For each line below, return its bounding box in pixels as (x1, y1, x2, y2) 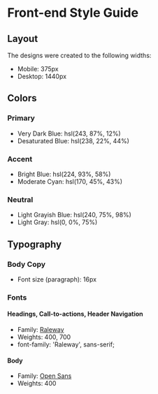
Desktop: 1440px (17, 72, 67, 80)
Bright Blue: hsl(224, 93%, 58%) (17, 170, 111, 178)
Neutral (7, 194, 34, 204)
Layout (7, 33, 38, 45)
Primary (7, 113, 35, 123)
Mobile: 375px (17, 65, 59, 73)
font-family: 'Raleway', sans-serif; (17, 340, 115, 349)
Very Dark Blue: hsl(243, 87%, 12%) (17, 129, 121, 138)
